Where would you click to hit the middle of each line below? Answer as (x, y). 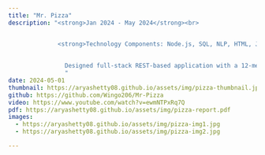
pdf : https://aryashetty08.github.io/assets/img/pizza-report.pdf (119, 110)
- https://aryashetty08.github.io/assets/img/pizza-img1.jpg (118, 124)
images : (21, 117)
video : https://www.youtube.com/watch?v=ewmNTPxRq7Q (97, 102)
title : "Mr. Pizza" (40, 15)
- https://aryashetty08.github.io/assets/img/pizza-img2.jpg (118, 132)
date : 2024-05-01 (37, 80)
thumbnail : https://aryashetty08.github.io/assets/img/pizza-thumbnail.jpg (135, 87)
